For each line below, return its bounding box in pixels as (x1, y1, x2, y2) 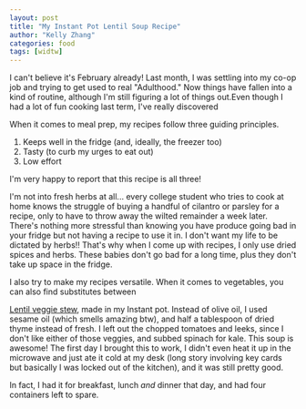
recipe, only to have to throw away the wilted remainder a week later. (9, 210, 269, 221)
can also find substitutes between (9, 286, 137, 297)
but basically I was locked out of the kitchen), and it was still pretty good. (9, 362, 284, 373)
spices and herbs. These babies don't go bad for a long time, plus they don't (9, 250, 297, 261)
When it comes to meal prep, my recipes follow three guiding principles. (9, 119, 280, 130)
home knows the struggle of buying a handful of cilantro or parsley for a (9, 201, 280, 212)
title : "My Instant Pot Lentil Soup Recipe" (9, 22, 181, 31)
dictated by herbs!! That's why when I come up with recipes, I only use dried (9, 240, 297, 251)
